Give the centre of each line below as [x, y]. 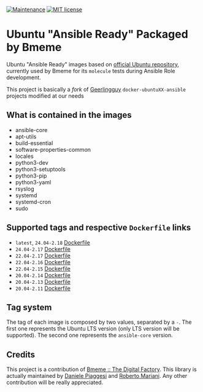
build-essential [34, 143]
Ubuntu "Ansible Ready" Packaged [97, 34]
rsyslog [25, 189]
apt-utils [26, 136]
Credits [21, 354]
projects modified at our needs [45, 96]
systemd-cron [33, 202]
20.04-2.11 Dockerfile [43, 288]
